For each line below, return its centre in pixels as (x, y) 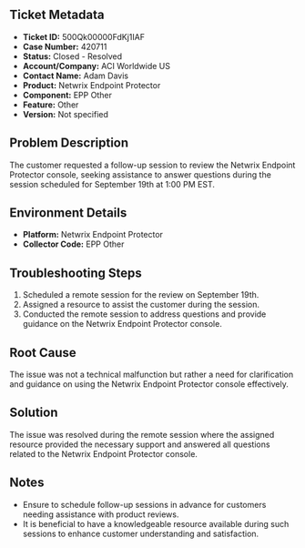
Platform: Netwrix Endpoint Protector (93, 235)
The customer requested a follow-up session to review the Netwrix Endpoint (152, 165)
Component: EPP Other (67, 95)
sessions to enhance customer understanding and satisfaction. (141, 533)
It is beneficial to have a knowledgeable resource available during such (156, 523)
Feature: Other (51, 105)
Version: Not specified (66, 114)
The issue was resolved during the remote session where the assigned (142, 434)
